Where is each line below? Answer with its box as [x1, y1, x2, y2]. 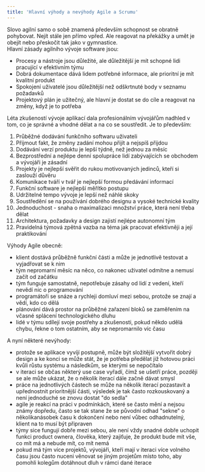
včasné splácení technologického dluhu [15, 312, 116, 319]
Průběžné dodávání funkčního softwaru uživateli [15, 133, 138, 140]
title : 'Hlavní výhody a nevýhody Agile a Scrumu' [7, 9, 138, 15]
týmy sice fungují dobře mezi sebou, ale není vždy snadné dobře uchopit [15, 426, 200, 434]
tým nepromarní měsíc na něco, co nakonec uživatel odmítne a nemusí [15, 266, 194, 274]
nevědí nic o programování [15, 286, 83, 293]
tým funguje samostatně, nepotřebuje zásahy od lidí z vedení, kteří [15, 279, 184, 287]
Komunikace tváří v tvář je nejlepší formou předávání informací [15, 178, 174, 185]
